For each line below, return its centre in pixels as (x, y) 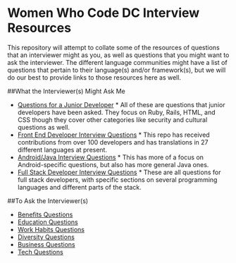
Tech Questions (40, 252)
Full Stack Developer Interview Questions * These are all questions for (119, 172)
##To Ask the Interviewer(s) (48, 201)
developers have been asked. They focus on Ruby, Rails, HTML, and (117, 112)
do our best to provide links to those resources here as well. (94, 77)
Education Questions (48, 222)
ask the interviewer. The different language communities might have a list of (117, 62)
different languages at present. (62, 149)
